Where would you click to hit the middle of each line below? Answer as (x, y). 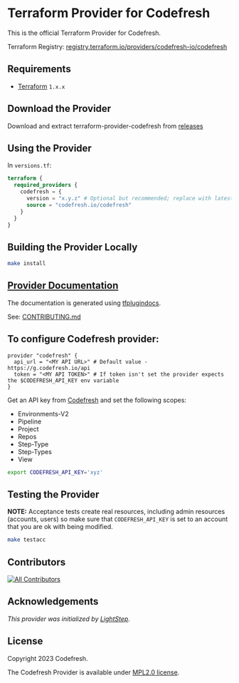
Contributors (37, 562)
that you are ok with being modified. (60, 527)
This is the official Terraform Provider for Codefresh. (84, 33)
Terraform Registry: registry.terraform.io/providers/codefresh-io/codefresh (117, 46)
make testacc (27, 540)
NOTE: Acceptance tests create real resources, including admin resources (116, 512)
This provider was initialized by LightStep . (69, 619)
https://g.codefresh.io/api (49, 368)
